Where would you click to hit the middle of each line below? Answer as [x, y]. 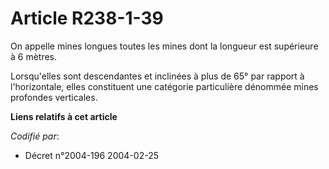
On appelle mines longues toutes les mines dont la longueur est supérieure [164, 46]
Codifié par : [35, 136]
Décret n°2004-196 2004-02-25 [91, 155]
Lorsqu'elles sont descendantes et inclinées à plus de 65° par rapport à [157, 76]
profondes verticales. [54, 97]
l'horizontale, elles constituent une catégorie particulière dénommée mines [164, 86]
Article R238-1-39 [87, 18]
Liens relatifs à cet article [64, 116]
